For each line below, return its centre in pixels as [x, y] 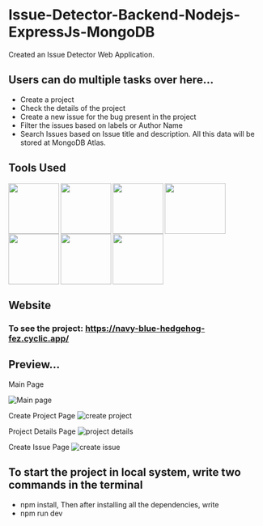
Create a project [47, 100]
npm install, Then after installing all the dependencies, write [119, 504]
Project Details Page [42, 431]
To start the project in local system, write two [125, 472]
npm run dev [41, 513]
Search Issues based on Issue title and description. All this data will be [137, 134]
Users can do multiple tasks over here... [111, 80]
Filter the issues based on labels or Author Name [102, 125]
